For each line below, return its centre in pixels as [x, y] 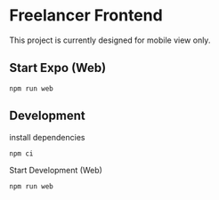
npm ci [21, 153]
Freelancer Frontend [86, 16]
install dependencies [47, 137]
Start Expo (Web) [58, 68]
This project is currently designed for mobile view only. [110, 40]
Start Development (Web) [56, 170]
